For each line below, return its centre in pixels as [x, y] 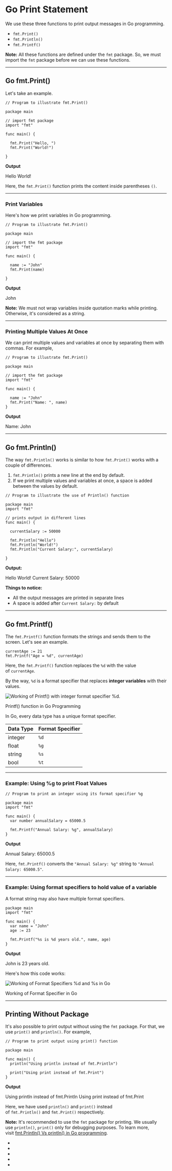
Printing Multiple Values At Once [47, 331]
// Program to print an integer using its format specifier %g [74, 794]
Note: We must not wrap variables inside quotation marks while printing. [82, 308]
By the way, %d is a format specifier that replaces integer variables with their [86, 681]
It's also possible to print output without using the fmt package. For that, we [85, 1026]
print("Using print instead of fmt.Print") [57, 1073]
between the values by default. [45, 486]
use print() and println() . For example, [48, 1032]
